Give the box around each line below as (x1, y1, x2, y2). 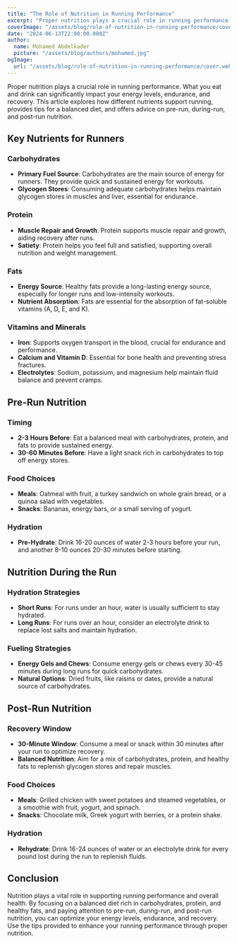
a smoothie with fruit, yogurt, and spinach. (17, 803, 141, 812)
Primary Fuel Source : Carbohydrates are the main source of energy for (17, 170, 224, 179)
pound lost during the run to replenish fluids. (17, 852, 147, 860)
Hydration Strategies (7, 587, 80, 597)
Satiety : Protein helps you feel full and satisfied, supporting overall (17, 241, 212, 249)
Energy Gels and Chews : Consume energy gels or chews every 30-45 (17, 659, 224, 668)
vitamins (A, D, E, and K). (17, 304, 90, 313)
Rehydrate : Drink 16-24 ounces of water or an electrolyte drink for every (17, 844, 229, 853)
